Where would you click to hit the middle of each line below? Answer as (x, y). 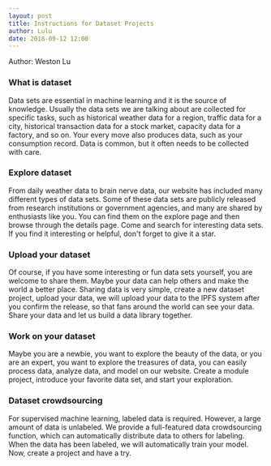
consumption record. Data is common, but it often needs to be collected (129, 143)
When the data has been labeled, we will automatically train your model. (129, 444)
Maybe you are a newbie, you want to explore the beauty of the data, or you (135, 354)
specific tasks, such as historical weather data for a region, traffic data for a (135, 118)
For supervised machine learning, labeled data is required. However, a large (135, 418)
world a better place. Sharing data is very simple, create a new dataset (127, 289)
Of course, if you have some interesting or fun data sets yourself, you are (131, 272)
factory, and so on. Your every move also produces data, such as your (126, 135)
